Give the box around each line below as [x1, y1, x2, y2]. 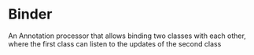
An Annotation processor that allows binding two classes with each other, [8, 31, 246, 40]
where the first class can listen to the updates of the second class [8, 39, 222, 48]
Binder [8, 5, 53, 23]
